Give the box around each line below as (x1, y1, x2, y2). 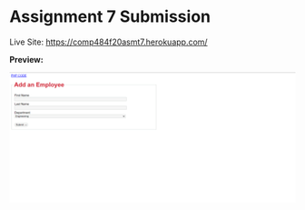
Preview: (9, 54, 44, 65)
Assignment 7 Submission (9, 6, 212, 27)
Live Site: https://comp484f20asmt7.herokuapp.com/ (9, 36, 208, 47)
